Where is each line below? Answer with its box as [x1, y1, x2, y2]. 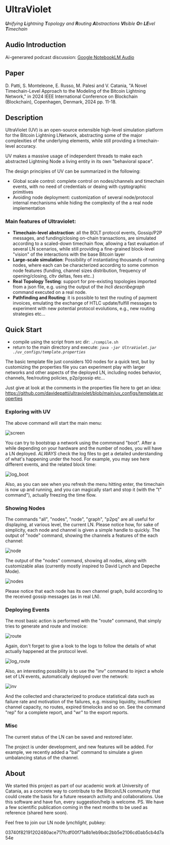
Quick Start [5, 325, 42, 334]
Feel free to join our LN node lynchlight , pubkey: [5, 820, 106, 826]
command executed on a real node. [12, 289, 87, 295]
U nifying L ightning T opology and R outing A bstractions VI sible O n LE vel [5, 20, 155, 26]
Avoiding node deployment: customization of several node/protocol [12, 195, 154, 201]
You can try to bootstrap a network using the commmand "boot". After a [5, 440, 156, 446]
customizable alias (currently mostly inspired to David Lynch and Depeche [5, 563, 160, 569]
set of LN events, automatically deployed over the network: [5, 673, 129, 679]
